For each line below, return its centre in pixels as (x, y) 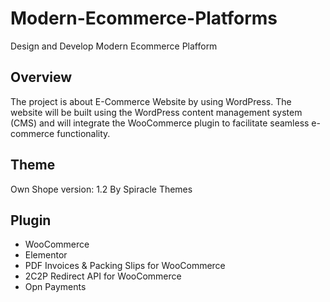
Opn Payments (55, 287)
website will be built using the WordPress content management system (156, 112)
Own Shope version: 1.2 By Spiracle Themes (101, 189)
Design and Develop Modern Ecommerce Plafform (114, 46)
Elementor (46, 255)
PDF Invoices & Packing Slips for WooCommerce (125, 266)
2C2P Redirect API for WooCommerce (103, 276)
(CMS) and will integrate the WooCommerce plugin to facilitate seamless (160, 123)
